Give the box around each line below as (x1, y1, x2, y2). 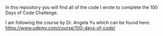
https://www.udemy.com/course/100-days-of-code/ (5, 25, 116, 31)
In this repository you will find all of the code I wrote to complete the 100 (5, 5, 158, 10)
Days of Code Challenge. (5, 10, 58, 16)
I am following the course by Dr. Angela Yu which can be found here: (5, 20, 150, 25)
